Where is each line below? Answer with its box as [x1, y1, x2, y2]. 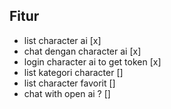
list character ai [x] [23, 34, 102, 46]
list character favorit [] [23, 77, 116, 89]
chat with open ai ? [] [23, 87, 111, 99]
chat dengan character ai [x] [23, 45, 142, 57]
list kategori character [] [23, 66, 124, 78]
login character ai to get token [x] [23, 55, 162, 68]
